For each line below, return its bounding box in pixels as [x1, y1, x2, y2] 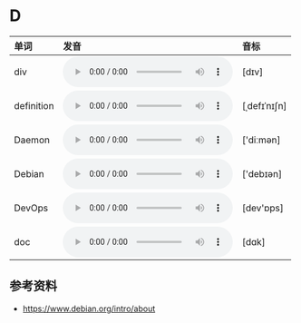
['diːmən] [241, 133, 281, 146]
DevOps [14, 201, 49, 214]
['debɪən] [241, 167, 283, 180]
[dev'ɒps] [241, 201, 284, 214]
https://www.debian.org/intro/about [22, 303, 156, 314]
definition [14, 99, 54, 112]
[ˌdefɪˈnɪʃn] [241, 99, 287, 112]
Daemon [14, 133, 50, 146]
